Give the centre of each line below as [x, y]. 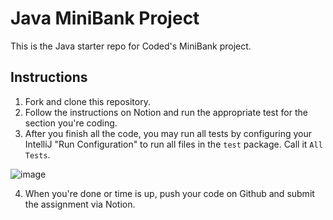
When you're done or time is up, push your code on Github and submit [169, 193]
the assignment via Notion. [80, 204]
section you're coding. [71, 123]
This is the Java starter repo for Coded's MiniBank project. [131, 46]
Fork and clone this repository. [87, 101]
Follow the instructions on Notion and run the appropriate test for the [166, 112]
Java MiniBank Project [105, 18]
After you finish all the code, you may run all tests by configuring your [168, 133]
